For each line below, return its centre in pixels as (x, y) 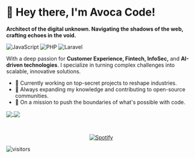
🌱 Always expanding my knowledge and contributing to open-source (100, 89)
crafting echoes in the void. (41, 35)
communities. (32, 96)
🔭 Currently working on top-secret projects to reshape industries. (96, 83)
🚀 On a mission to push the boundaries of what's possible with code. (100, 102)
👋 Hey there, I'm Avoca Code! (81, 12)
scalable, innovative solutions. (44, 71)
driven (14, 65)
